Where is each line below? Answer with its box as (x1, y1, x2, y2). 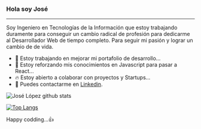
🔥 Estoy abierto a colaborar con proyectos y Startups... (14, 74, 151, 81)
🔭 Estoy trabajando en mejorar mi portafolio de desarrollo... (14, 55, 161, 62)
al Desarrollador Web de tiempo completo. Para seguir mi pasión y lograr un (6, 37, 193, 44)
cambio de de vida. (6, 43, 54, 50)
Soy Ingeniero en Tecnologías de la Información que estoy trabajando (6, 24, 178, 31)
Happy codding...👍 (6, 116, 54, 123)
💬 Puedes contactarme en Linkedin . (14, 80, 103, 88)
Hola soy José (6, 5, 48, 13)
